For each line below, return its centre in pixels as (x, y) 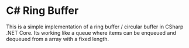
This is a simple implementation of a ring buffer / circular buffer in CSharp (95, 27)
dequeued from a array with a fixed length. (58, 39)
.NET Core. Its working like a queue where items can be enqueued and (91, 32)
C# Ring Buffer (42, 11)
